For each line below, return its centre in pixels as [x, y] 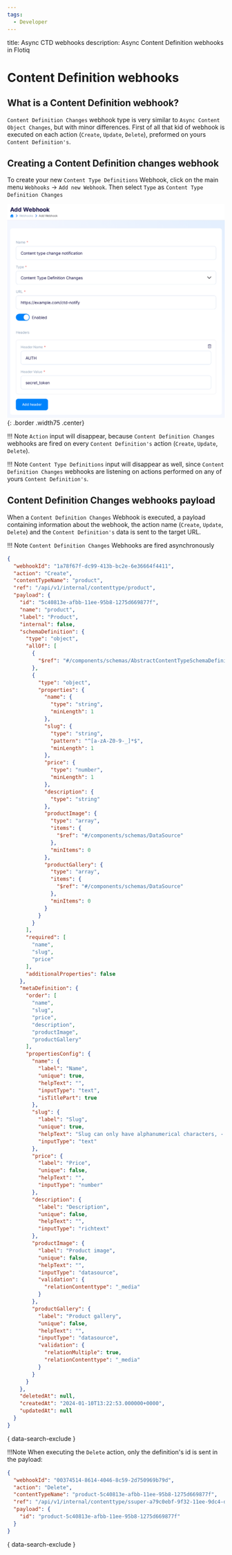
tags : [15, 15]
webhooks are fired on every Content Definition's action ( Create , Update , [113, 443]
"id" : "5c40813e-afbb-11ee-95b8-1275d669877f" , [89, 603]
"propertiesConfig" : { [58, 1054]
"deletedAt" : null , [48, 1396]
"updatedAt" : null [46, 1411]
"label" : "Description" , [74, 1207]
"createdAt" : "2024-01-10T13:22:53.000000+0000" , [93, 1404]
